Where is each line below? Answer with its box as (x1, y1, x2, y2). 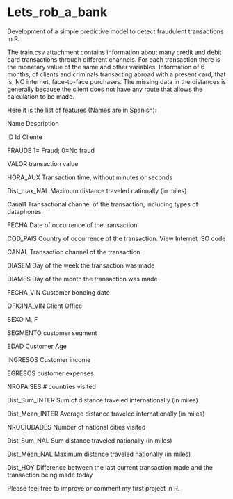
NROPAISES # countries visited (7, 382, 96, 391)
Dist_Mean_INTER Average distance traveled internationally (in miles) (7, 409, 205, 418)
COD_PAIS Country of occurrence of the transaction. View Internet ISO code (7, 234, 226, 243)
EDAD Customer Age (7, 342, 67, 350)
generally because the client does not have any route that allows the (7, 85, 203, 93)
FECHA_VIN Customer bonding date (7, 288, 110, 296)
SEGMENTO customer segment (7, 328, 97, 337)
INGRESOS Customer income (7, 355, 91, 363)
